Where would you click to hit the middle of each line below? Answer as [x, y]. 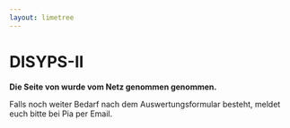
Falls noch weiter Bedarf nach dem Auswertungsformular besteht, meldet [145, 104]
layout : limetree [42, 17]
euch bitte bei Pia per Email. [61, 114]
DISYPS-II [47, 61]
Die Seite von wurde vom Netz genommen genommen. [113, 87]
